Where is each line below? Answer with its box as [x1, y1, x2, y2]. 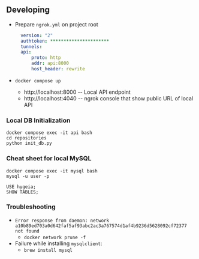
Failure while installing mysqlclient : [14, 240, 102, 247]
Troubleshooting [6, 203, 56, 211]
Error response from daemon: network [14, 218, 110, 224]
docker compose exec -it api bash [6, 130, 93, 136]
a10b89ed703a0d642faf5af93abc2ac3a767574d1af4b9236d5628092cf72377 [14, 222, 187, 229]
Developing [6, 5, 50, 15]
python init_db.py [6, 141, 52, 147]
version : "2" [20, 32, 53, 38]
